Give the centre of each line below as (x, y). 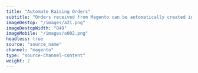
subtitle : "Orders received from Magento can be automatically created (96, 17)
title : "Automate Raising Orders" (49, 11)
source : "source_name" (34, 45)
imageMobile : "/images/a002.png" (47, 34)
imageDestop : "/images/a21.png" (46, 22)
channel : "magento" (30, 50)
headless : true (25, 39)
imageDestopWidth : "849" (37, 28)
